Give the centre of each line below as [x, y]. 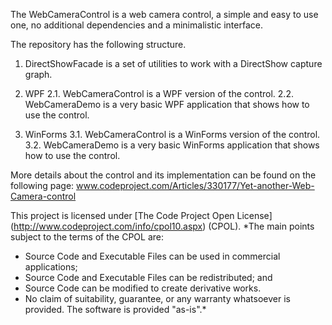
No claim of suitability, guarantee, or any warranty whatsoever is [157, 298]
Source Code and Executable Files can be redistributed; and [148, 277]
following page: [42, 185]
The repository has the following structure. [98, 44]
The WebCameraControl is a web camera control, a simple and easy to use [164, 14]
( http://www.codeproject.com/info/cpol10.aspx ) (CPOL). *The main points [162, 226]
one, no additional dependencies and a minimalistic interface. [136, 25]
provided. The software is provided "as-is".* [115, 309]
